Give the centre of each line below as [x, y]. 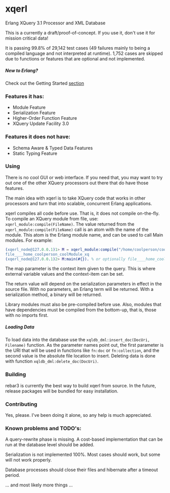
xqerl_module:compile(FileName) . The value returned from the [70, 224]
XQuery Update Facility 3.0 [41, 124]
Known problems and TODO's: [44, 428]
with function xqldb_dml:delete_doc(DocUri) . [52, 361]
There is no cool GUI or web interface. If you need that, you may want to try [84, 177]
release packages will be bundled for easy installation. [62, 391]
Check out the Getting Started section [45, 83]
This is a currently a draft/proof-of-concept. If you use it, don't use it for [80, 32]
